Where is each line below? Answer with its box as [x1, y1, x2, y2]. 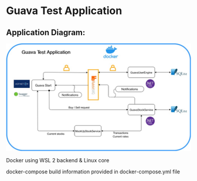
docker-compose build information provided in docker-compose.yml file [6, 168, 181, 175]
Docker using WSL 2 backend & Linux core [6, 157, 110, 164]
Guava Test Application [6, 4, 123, 18]
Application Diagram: [6, 28, 86, 37]
